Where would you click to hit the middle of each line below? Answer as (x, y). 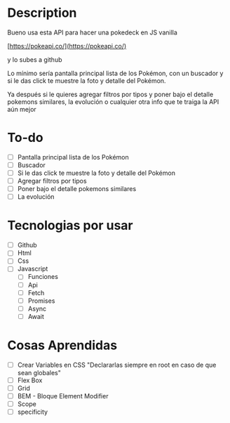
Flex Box (30, 380)
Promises (41, 301)
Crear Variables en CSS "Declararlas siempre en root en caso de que (117, 365)
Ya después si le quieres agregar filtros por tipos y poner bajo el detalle (110, 94)
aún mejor (22, 109)
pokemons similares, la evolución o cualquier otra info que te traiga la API (113, 102)
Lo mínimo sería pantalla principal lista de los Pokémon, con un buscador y (115, 73)
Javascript (33, 269)
